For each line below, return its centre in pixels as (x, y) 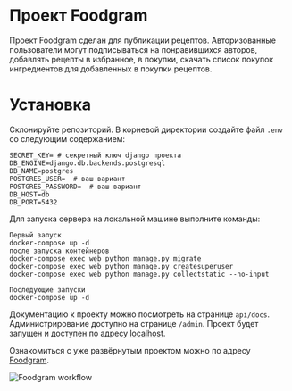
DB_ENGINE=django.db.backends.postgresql (88, 163)
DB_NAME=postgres (42, 171)
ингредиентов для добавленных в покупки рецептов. (111, 69)
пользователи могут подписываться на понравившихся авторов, (133, 49)
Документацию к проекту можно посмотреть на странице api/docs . (140, 314)
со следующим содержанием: (67, 138)
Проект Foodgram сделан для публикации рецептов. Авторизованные (143, 40)
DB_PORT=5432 (33, 202)
